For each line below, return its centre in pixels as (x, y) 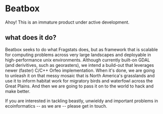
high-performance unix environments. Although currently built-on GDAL (78, 60)
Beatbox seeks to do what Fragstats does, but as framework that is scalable (81, 49)
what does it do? (31, 38)
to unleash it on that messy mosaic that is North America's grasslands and (80, 75)
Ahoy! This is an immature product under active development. (67, 22)
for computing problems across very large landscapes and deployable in (78, 55)
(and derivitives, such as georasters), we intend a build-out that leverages (80, 65)
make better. (18, 91)
